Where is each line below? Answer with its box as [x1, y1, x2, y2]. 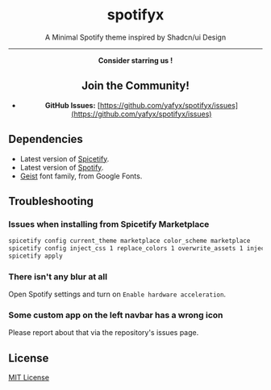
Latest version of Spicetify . [19, 153, 110, 163]
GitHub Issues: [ [44, 100, 101, 110]
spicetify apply [8, 252, 63, 260]
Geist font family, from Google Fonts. [19, 171, 143, 181]
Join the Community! [81, 79, 190, 93]
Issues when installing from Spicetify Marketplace [8, 218, 210, 229]
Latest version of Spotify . [19, 162, 104, 172]
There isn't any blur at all [8, 270, 107, 282]
